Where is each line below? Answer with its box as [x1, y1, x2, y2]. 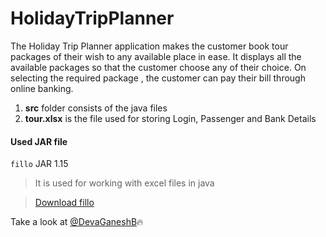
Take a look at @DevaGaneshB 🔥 [10, 216, 144, 228]
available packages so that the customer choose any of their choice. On [10, 61, 307, 73]
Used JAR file [10, 135, 68, 147]
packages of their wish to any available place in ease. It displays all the [10, 50, 302, 62]
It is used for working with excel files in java [34, 177, 215, 189]
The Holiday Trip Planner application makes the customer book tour [10, 40, 289, 52]
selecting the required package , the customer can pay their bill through [10, 72, 306, 84]
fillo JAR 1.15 [10, 158, 69, 170]
